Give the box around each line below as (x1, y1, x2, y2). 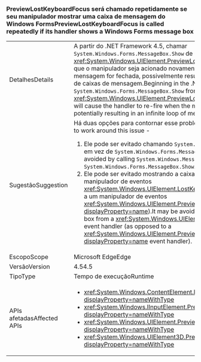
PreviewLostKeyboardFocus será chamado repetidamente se (6, 5, 187, 13)
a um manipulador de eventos (83, 192, 167, 200)
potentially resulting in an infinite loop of (74, 109, 187, 118)
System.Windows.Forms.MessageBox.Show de (74, 50, 193, 58)
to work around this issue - (74, 126, 151, 135)
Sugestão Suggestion (9, 181, 68, 190)
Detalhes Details (9, 75, 54, 84)
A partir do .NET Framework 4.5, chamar (74, 42, 187, 50)
